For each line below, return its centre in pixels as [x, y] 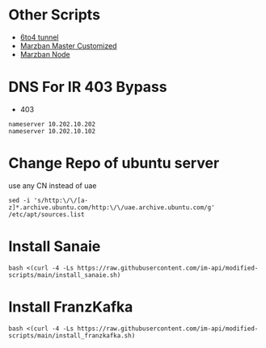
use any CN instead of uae [53, 185]
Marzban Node [45, 54]
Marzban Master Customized [68, 45]
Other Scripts [55, 15]
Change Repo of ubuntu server [114, 164]
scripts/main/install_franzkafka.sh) [72, 335]
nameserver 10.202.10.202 [52, 124]
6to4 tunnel [39, 37]
